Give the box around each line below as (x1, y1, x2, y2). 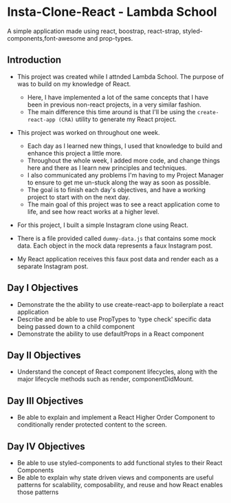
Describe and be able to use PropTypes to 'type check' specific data (16, 314, 212, 323)
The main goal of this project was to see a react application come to (27, 200, 220, 208)
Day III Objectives (7, 395, 84, 407)
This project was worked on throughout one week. (16, 128, 160, 136)
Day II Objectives (7, 349, 81, 361)
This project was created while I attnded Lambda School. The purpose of (16, 72, 224, 81)
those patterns (16, 488, 59, 496)
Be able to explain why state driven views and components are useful (16, 473, 214, 482)
